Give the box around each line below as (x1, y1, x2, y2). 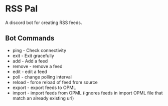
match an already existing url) (12, 95, 74, 101)
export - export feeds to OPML (12, 84, 76, 90)
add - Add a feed (12, 58, 48, 64)
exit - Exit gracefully (12, 52, 54, 58)
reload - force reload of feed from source (12, 79, 98, 85)
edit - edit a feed (12, 68, 47, 74)
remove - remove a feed (12, 63, 63, 69)
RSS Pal (5, 3, 38, 14)
